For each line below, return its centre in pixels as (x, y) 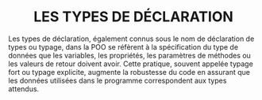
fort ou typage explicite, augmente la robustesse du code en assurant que (129, 72)
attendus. (24, 89)
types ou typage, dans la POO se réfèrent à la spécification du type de (123, 46)
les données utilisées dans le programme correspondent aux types (118, 80)
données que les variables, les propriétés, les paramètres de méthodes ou (130, 55)
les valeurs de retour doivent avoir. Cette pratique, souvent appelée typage (131, 64)
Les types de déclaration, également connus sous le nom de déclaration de (131, 39)
